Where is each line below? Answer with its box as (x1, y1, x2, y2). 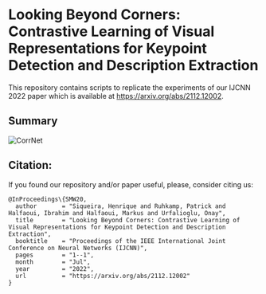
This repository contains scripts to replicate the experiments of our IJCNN (8, 82, 251, 92)
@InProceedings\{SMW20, (8, 195, 88, 203)
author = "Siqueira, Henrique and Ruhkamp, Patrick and (15, 202, 226, 210)
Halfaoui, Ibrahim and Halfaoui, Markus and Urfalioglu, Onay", (8, 209, 226, 217)
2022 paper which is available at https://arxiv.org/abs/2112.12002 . (8, 91, 225, 100)
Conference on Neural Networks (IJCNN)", (8, 244, 148, 252)
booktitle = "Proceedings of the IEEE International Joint (15, 237, 226, 245)
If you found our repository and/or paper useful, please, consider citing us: (8, 179, 253, 189)
